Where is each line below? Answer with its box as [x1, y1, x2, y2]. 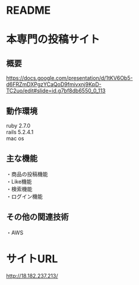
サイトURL [6, 252, 58, 265]
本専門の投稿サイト [6, 33, 100, 47]
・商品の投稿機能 [6, 171, 48, 178]
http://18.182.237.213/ [6, 272, 58, 279]
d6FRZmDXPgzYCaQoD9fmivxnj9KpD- [6, 81, 102, 88]
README [6, 4, 51, 17]
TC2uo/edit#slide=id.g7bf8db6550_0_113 [6, 87, 106, 94]
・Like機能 [6, 178, 32, 185]
